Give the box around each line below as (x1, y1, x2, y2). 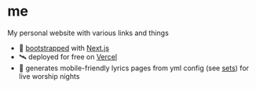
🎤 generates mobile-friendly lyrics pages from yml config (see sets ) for (18, 63, 249, 73)
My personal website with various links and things (7, 28, 170, 37)
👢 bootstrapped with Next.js (18, 43, 110, 52)
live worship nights (18, 71, 80, 80)
